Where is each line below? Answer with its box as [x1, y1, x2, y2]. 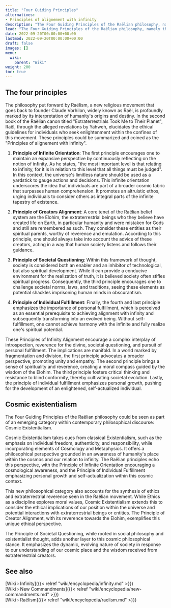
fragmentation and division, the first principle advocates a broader [5, 353, 144, 359]
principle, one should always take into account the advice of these [12, 236, 152, 242]
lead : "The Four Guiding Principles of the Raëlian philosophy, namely [5, 27, 160, 32]
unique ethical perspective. [5, 520, 63, 527]
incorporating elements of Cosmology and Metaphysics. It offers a [5, 445, 145, 451]
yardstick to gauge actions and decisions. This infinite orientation [12, 177, 150, 183]
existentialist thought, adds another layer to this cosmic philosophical [5, 536, 150, 542]
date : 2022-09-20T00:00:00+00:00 [5, 31, 76, 36]
